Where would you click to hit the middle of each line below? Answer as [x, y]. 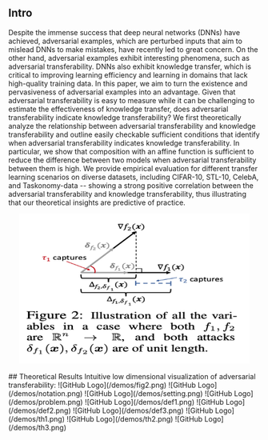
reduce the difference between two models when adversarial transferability [132, 160]
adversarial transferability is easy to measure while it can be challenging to [132, 100]
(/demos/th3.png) [37, 427]
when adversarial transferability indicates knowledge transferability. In [124, 142]
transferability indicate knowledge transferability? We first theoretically [125, 117]
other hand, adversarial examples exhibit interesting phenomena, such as [129, 58]
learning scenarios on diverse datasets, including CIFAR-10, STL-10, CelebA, [134, 177]
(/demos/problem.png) [46, 402]
